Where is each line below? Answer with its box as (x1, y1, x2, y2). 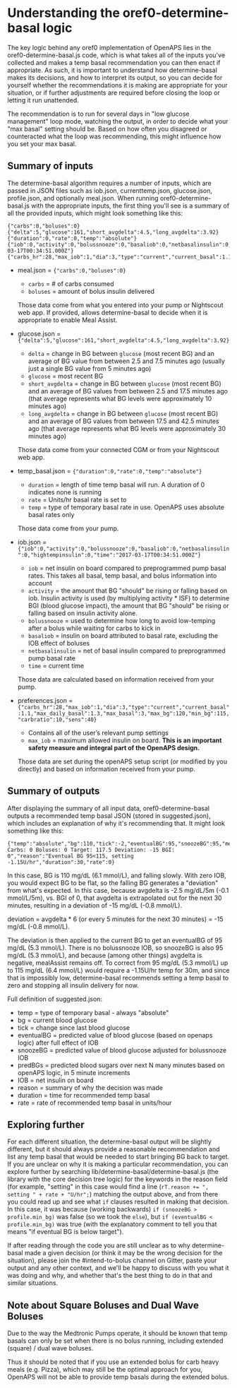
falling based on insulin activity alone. (28, 609, 138, 617)
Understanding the (7, 5, 120, 21)
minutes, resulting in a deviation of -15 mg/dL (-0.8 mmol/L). (7, 901, 182, 909)
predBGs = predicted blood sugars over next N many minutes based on (17, 1061, 225, 1069)
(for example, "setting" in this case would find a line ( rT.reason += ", (7, 1182, 209, 1191)
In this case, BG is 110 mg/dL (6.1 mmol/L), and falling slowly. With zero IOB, (7, 871, 227, 879)
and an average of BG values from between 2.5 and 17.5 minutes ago (28, 386, 228, 395)
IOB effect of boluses (28, 639, 90, 647)
